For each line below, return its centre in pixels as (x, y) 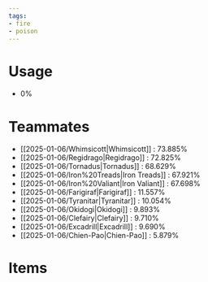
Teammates (49, 126)
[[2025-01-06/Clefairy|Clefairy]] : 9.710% (90, 218)
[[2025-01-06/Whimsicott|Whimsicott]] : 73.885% (104, 149)
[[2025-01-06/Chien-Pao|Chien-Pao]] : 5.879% (100, 236)
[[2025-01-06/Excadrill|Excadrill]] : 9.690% (93, 227)
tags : (17, 16)
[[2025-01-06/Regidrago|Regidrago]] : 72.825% (100, 158)
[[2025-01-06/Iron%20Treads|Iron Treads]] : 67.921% (110, 175)
